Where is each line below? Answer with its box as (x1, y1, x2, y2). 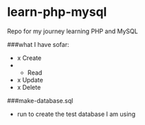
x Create (16, 53, 42, 62)
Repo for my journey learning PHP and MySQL (7, 27, 139, 35)
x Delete (16, 83, 41, 91)
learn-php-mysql (7, 4, 107, 20)
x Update (16, 75, 43, 84)
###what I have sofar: (7, 40, 69, 48)
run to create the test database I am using (16, 110, 136, 118)
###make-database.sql (7, 96, 74, 104)
